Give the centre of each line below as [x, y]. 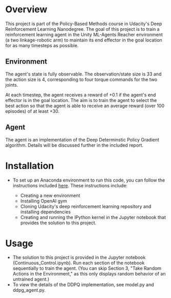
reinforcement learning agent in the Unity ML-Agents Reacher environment [84, 34]
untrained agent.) [31, 279]
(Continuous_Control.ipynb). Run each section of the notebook [79, 263]
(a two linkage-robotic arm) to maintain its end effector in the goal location [84, 40]
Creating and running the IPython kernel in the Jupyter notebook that [93, 217]
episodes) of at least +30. [33, 111]
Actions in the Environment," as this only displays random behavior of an [89, 274]
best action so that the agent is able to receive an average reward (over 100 [85, 106]
